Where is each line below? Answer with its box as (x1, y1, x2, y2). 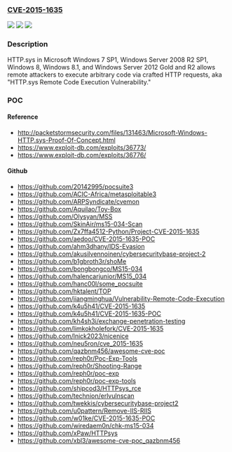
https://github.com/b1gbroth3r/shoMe (17, 257, 127, 265)
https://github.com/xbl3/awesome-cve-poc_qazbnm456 (17, 436, 181, 444)
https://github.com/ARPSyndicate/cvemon (17, 197, 140, 205)
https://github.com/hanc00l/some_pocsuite (17, 279, 143, 288)
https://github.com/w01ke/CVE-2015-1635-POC (17, 413, 156, 422)
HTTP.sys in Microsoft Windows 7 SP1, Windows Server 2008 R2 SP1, (7, 55, 209, 64)
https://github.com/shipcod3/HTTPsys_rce (17, 384, 142, 392)
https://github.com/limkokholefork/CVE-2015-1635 (17, 324, 164, 332)
